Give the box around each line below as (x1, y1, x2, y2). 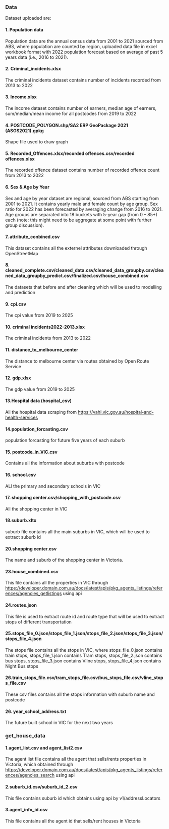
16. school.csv (5, 471, 36, 478)
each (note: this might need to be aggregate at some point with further (5, 217, 152, 223)
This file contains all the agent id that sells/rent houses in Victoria (5, 818, 141, 824)
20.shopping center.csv (5, 545, 57, 551)
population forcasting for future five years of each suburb (5, 437, 125, 444)
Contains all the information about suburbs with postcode (5, 460, 125, 466)
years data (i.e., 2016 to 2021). (5, 54, 69, 60)
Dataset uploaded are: (5, 15, 51, 21)
